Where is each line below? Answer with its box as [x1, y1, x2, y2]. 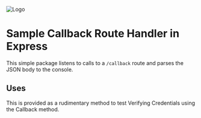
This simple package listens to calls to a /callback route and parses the [6, 59, 184, 66]
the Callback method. [6, 105, 60, 113]
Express [6, 40, 48, 54]
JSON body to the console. [6, 66, 73, 73]
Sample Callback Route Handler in [6, 27, 179, 40]
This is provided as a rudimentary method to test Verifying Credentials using [6, 99, 196, 107]
